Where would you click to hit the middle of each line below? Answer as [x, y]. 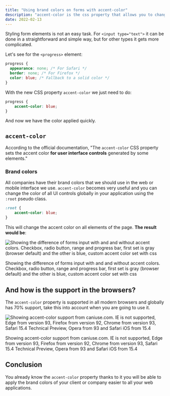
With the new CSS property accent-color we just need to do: [69, 92]
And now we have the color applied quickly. [51, 121]
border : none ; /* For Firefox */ [45, 73]
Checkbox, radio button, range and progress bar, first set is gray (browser [82, 269]
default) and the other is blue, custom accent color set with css [71, 274]
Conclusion [24, 365]
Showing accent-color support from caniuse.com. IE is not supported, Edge [84, 338]
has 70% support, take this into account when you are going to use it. [78, 307]
